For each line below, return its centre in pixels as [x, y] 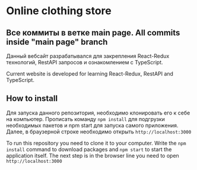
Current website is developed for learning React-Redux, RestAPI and [90, 74]
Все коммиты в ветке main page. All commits [93, 33]
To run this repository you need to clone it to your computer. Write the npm [96, 143]
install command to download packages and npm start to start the [89, 149]
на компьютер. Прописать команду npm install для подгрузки [85, 119]
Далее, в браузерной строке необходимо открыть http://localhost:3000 [99, 132]
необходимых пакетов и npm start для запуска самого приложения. [92, 125]
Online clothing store [59, 11]
